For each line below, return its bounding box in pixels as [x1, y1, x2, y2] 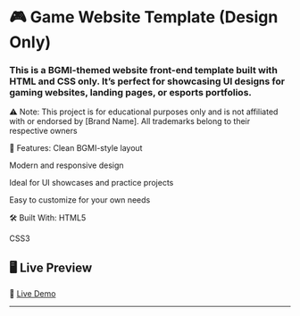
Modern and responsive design [9, 160, 124, 170]
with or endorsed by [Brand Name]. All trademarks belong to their [9, 116, 251, 127]
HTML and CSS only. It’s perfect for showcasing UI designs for [9, 75, 286, 87]
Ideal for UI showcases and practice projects [9, 178, 174, 188]
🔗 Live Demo [9, 288, 56, 299]
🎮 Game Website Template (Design [9, 7, 279, 28]
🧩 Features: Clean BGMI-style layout [9, 143, 143, 154]
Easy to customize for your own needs [9, 195, 151, 205]
